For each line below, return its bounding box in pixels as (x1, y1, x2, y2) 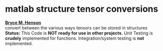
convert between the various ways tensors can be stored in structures (5, 25, 148, 30)
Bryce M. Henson (5, 20, 41, 25)
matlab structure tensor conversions (5, 3, 159, 15)
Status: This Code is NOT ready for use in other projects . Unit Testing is (5, 30, 153, 36)
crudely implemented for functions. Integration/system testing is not (5, 35, 144, 41)
